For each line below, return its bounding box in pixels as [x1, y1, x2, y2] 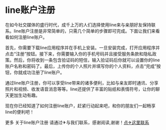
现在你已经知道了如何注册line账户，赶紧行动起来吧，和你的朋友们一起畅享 [5, 102, 156, 109]
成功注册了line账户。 [22, 69, 65, 75]
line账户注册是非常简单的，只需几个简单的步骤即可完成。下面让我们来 [13, 28, 156, 34]
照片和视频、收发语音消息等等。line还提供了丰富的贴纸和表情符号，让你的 [5, 86, 156, 92]
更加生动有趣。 [9, 92, 40, 98]
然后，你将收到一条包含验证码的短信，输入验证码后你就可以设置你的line [13, 57, 160, 63]
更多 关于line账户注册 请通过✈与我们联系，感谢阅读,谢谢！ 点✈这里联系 [5, 119, 150, 125]
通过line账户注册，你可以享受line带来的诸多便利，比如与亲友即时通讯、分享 [5, 80, 159, 86]
